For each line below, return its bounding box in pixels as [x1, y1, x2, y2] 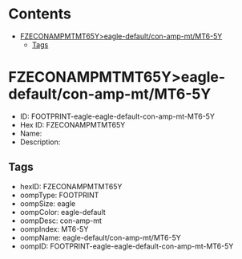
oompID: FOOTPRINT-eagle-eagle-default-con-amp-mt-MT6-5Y [19, 241, 234, 251]
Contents [8, 5, 72, 23]
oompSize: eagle [19, 198, 76, 208]
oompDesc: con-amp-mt [19, 216, 103, 225]
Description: [19, 137, 61, 147]
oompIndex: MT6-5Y [19, 224, 89, 233]
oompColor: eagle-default [19, 207, 106, 217]
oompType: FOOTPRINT [19, 190, 99, 200]
